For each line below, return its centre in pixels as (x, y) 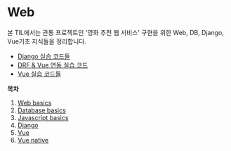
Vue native (33, 140)
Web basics (34, 103)
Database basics (42, 110)
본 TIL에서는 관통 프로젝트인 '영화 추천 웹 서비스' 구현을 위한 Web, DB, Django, (116, 32)
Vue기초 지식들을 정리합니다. (47, 41)
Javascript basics (43, 117)
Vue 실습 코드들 (39, 74)
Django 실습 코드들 (44, 56)
